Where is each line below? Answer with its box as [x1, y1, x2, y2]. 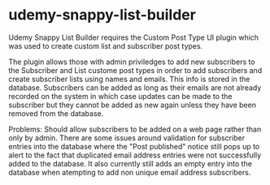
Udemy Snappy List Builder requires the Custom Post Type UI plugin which [8, 32, 259, 42]
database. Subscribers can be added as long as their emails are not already [8, 83, 262, 92]
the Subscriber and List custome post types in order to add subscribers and [8, 65, 263, 75]
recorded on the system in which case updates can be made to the [8, 91, 233, 101]
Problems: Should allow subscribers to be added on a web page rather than [8, 124, 262, 134]
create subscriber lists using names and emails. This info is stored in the [8, 74, 250, 84]
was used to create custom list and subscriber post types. [8, 41, 203, 50]
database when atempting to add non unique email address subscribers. [8, 167, 251, 177]
